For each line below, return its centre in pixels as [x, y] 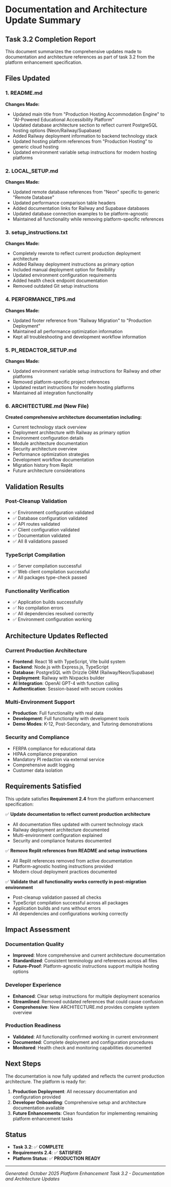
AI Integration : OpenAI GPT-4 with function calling [66, 683]
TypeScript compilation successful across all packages [70, 902]
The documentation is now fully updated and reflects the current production [85, 1076]
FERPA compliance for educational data [54, 748]
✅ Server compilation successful [47, 566]
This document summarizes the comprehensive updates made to [73, 51]
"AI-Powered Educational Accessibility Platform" [63, 119]
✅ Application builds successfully [48, 602]
